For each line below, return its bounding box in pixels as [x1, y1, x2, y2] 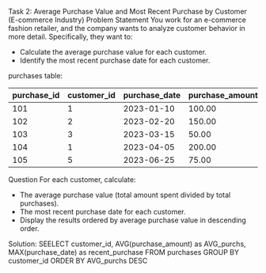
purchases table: [8, 71, 63, 80]
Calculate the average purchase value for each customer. [19, 47, 207, 56]
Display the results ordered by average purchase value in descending [19, 215, 247, 225]
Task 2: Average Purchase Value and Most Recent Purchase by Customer [8, 7, 248, 16]
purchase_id [12, 90, 60, 100]
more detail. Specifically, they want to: [8, 32, 133, 41]
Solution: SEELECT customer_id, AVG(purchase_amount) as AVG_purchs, [8, 239, 247, 248]
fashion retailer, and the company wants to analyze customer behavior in [8, 24, 245, 32]
